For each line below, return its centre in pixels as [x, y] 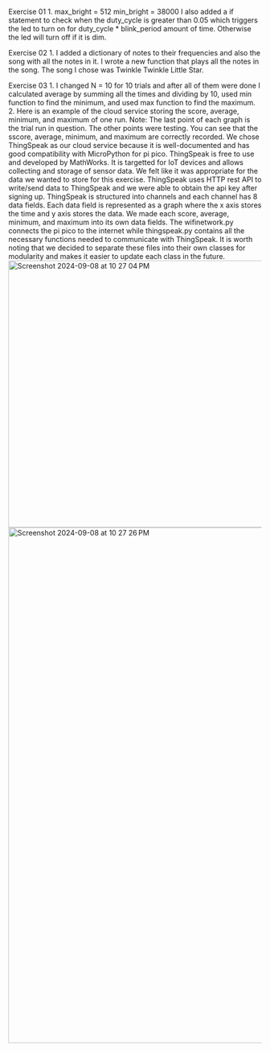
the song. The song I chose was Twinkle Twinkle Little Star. [106, 70]
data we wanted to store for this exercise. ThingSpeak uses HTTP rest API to [135, 179]
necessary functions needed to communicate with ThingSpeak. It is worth [131, 239]
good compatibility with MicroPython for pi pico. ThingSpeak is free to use [131, 154]
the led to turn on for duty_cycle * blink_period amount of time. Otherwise [130, 29]
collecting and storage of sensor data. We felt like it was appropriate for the [133, 171]
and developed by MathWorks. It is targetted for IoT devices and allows [126, 162]
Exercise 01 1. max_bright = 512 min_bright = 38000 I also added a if [121, 12]
